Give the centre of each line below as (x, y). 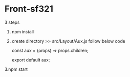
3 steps (12, 22)
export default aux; (31, 60)
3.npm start (16, 69)
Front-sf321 (29, 9)
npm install (23, 31)
